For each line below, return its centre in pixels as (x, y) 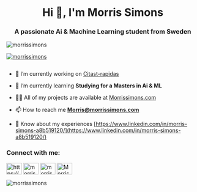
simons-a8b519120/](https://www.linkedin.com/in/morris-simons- (98, 130)
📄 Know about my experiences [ (55, 124)
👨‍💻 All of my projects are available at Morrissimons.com (86, 98)
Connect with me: (33, 153)
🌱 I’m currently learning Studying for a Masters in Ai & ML (88, 86)
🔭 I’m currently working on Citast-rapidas (67, 74)
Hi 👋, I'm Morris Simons (103, 13)
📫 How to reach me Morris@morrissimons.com (77, 110)
